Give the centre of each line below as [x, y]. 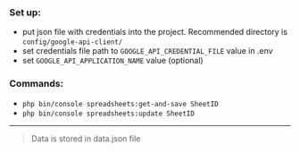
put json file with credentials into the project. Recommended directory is [155, 32]
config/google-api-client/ [72, 42]
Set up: [25, 13]
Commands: [37, 84]
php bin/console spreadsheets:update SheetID [108, 114]
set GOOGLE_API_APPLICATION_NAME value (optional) [112, 61]
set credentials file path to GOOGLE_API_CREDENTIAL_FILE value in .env [148, 51]
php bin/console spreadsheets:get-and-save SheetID [120, 104]
